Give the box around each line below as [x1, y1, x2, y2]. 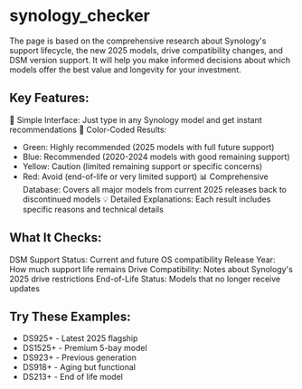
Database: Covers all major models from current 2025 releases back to [22, 184, 288, 194]
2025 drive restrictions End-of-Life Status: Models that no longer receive [9, 273, 281, 284]
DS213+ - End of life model [22, 372, 124, 383]
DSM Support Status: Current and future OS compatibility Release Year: [9, 254, 276, 265]
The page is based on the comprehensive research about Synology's [9, 35, 267, 46]
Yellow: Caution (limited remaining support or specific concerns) [22, 160, 263, 172]
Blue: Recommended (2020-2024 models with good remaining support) [22, 151, 291, 162]
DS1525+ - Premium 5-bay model [22, 343, 147, 354]
